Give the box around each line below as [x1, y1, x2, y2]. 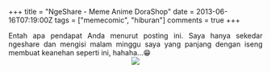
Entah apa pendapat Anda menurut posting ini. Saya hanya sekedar [8, 31, 263, 40]
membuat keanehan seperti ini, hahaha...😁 [8, 48, 152, 57]
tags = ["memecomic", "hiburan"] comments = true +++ [54, 15, 240, 25]
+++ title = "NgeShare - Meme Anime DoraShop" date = [8, 7, 195, 16]
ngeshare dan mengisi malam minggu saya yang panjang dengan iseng [8, 39, 263, 49]
